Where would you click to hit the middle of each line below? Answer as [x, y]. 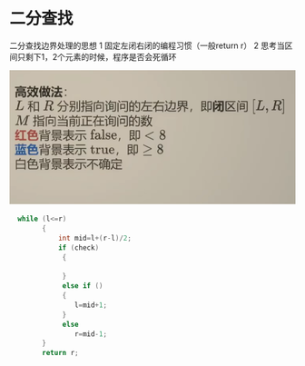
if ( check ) [79, 247]
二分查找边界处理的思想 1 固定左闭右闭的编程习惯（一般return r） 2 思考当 [148, 45]
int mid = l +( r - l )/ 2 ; [94, 238]
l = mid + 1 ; [90, 305]
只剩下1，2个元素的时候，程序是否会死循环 [97, 56]
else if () [83, 286]
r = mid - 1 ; [90, 334]
